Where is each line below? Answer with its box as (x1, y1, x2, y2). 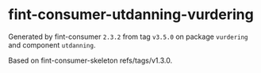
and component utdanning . (8, 40, 96, 49)
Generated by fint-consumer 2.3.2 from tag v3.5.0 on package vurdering (8, 32, 248, 41)
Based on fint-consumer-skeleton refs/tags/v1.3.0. (8, 56, 173, 65)
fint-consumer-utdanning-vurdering (8, 6, 254, 24)
